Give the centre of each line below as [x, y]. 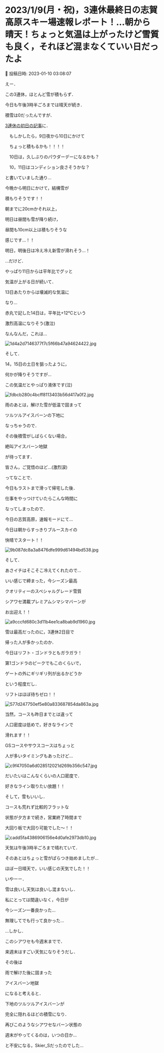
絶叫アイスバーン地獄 [26, 446]
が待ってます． [20, 456]
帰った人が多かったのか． [31, 642]
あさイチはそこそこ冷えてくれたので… [43, 570]
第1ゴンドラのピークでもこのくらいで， [44, 663]
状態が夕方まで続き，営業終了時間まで [43, 817]
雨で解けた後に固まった [29, 972]
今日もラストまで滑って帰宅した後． [41, 488]
